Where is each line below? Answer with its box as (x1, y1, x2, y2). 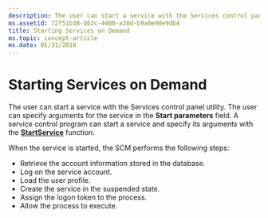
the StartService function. (8, 128, 96, 137)
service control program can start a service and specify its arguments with (8, 119, 254, 129)
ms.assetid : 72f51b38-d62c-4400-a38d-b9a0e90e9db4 (8, 19, 180, 27)
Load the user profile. (19, 176, 91, 185)
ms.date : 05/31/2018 (8, 42, 77, 50)
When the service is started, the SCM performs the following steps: (8, 143, 230, 153)
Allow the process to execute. (19, 201, 118, 211)
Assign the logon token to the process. (19, 192, 148, 202)
